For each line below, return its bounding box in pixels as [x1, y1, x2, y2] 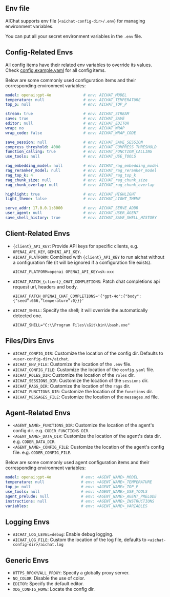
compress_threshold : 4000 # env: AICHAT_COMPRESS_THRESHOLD [5, 144, 157, 149]
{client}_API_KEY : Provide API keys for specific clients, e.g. [12, 243, 139, 249]
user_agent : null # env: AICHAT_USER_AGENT [5, 210, 139, 216]
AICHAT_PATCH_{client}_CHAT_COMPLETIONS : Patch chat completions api [12, 278, 160, 284]
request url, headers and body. [12, 283, 78, 290]
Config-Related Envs [5, 48, 73, 57]
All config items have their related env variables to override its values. [5, 62, 153, 68]
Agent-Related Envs [5, 408, 71, 417]
